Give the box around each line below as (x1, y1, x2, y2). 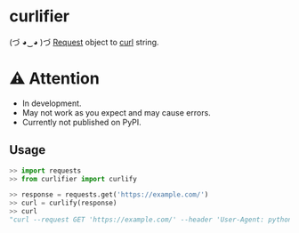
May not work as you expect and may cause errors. (21, 107, 211, 117)
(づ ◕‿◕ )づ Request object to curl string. (9, 36, 159, 47)
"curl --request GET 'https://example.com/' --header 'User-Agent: (9, 215, 265, 224)
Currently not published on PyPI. (21, 116, 142, 127)
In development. (21, 98, 82, 108)
